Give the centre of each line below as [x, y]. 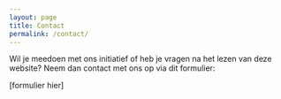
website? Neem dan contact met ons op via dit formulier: [112, 68]
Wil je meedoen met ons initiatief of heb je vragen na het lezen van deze [140, 59]
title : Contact [37, 26]
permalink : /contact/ [49, 34]
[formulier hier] [37, 86]
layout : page [33, 17]
